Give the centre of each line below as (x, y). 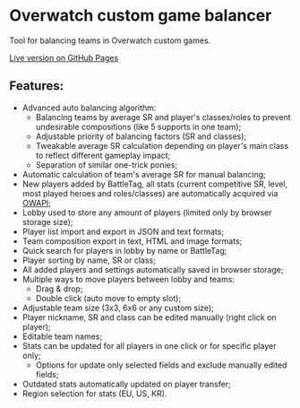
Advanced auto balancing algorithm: (89, 108)
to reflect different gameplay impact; (103, 155)
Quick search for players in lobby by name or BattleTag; (124, 250)
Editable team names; (62, 336)
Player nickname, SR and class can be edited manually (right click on (149, 317)
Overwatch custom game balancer (141, 16)
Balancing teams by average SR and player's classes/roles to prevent (163, 117)
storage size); (47, 221)
